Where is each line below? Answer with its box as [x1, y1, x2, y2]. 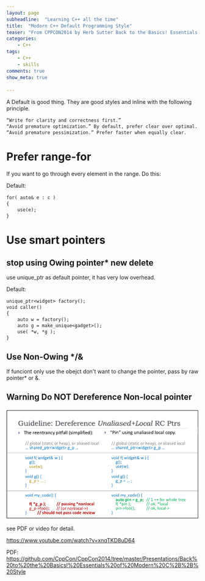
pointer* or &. [6, 374, 41, 382]
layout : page [6, 10, 40, 16]
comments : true [6, 68, 45, 74]
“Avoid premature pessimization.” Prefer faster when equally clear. [6, 130, 187, 136]
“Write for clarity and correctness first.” [6, 117, 121, 124]
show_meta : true [6, 74, 48, 81]
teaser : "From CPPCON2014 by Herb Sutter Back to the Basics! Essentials [6, 29, 198, 35]
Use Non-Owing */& [6, 352, 84, 362]
